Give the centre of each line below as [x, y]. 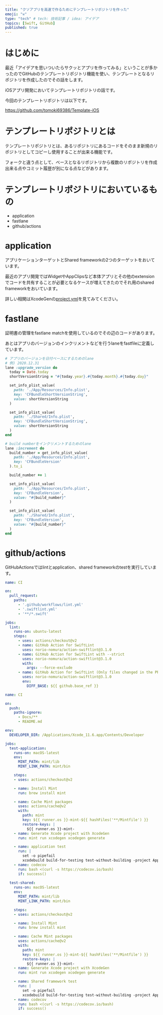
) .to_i [16, 466]
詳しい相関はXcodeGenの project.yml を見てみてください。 [63, 299]
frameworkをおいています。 [33, 288]
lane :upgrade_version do [31, 368]
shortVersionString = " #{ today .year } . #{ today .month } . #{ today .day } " [79, 377]
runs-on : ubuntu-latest [38, 632]
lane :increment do [25, 448]
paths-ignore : [28, 713]
